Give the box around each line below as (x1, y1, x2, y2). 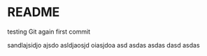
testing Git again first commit (7, 27, 91, 36)
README (7, 4, 60, 20)
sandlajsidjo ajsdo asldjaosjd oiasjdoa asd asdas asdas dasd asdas (7, 41, 201, 49)
